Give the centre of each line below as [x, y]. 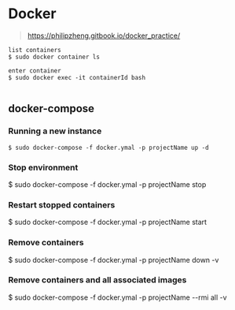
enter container [35, 71]
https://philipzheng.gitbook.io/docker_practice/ [104, 35]
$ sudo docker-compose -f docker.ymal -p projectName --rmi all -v [117, 297]
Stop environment [43, 167]
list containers [35, 50]
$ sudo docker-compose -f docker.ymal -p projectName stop [107, 184]
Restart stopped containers [62, 204]
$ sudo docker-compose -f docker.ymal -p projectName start [107, 222]
